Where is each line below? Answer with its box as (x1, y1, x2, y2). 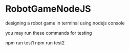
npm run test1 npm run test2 (5, 39, 65, 46)
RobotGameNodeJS (5, 3, 91, 15)
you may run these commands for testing (5, 30, 92, 36)
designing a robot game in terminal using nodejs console (5, 20, 125, 26)
